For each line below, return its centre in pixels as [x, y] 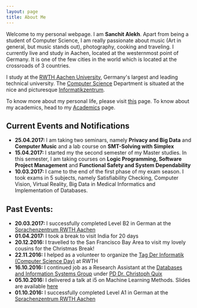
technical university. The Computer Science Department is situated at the [95, 83]
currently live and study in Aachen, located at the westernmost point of [92, 53]
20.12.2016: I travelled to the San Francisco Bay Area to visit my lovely [100, 242]
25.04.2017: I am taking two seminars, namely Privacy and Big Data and [103, 140]
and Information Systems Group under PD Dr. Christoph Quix [88, 274]
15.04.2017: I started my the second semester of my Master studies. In [101, 153]
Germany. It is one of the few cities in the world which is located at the [91, 59]
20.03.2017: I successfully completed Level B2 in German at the [93, 223]
